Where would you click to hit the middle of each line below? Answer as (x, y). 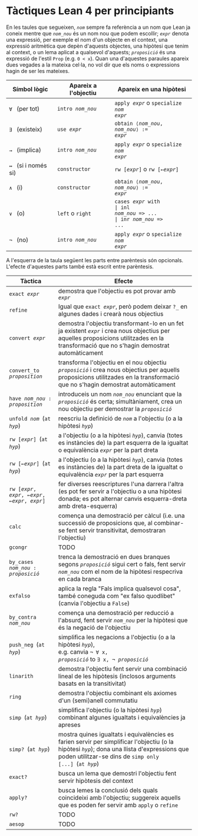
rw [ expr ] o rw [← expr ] (147, 169)
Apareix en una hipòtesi (152, 89)
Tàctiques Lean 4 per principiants (90, 11)
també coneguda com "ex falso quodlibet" (117, 596)
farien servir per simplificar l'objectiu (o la (116, 742)
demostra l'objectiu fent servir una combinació (123, 669)
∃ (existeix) (26, 129)
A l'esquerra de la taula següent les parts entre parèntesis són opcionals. (95, 260)
